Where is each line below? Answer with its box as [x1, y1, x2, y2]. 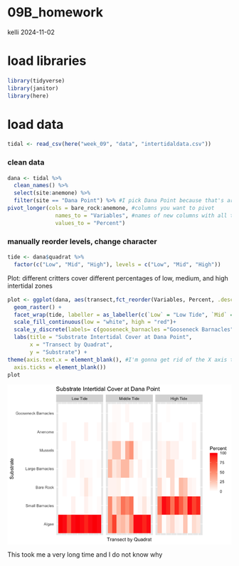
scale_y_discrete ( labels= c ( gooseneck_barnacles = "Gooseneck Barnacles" [14, 326, 234, 333]
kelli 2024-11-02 [7, 28, 55, 36]
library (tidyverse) [7, 77, 65, 84]
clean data [7, 157, 45, 167]
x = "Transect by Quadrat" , [29, 341, 113, 349]
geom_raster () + [14, 303, 62, 310]
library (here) [7, 92, 50, 100]
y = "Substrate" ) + [29, 348, 87, 356]
